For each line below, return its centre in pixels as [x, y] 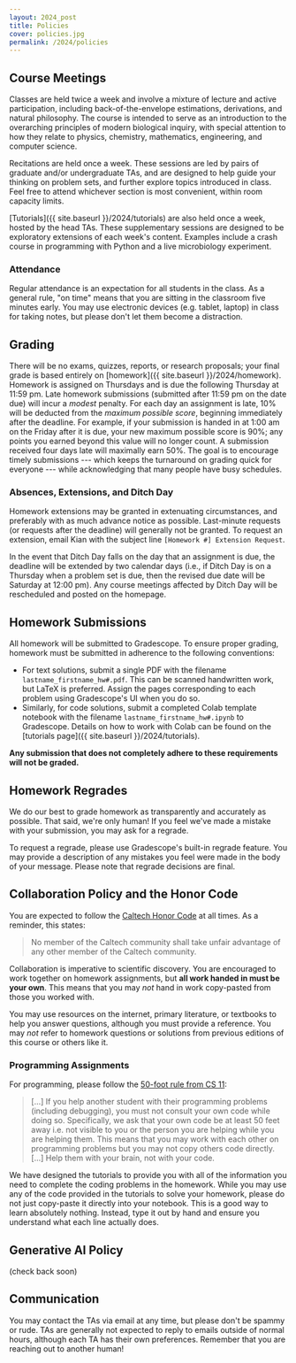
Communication [54, 1299]
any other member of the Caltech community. [114, 951]
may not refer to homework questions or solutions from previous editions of [147, 1033]
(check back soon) [43, 1272]
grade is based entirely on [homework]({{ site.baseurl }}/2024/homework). [145, 375]
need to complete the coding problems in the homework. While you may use [148, 1185]
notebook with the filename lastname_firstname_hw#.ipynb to [133, 717]
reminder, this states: [47, 925]
